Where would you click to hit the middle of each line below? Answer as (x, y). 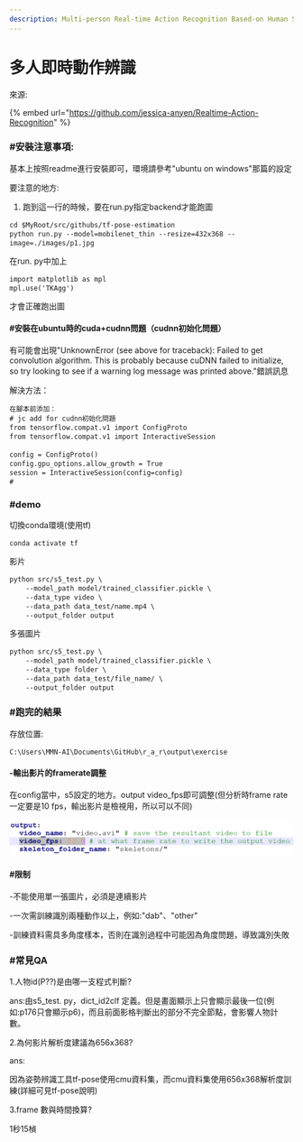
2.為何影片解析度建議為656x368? (71, 1043)
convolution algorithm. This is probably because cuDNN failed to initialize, (147, 360)
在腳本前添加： (33, 409)
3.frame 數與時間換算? (51, 1110)
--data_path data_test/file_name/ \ (95, 679)
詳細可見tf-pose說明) (59, 1091)
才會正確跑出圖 (37, 306)
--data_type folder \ (66, 670)
